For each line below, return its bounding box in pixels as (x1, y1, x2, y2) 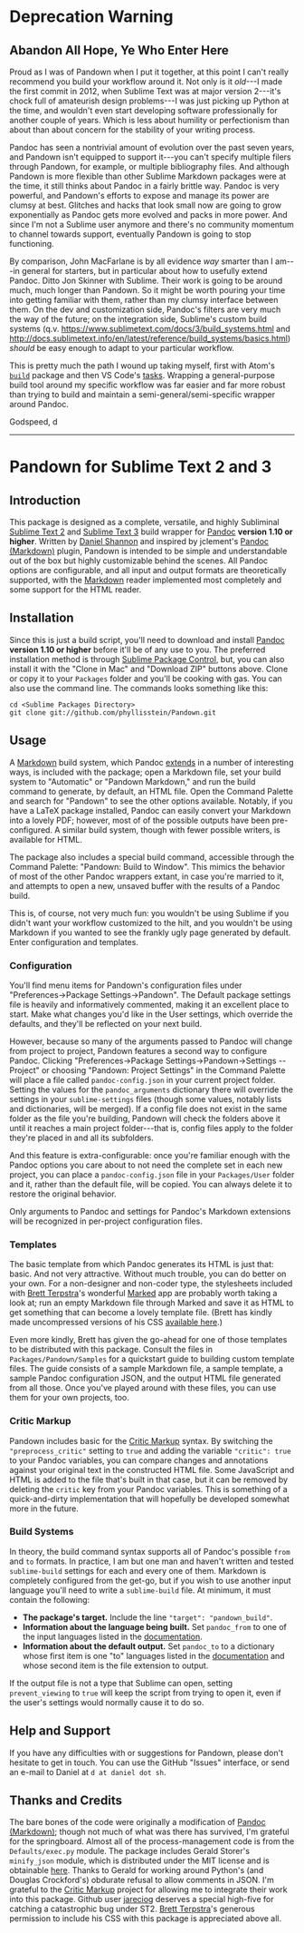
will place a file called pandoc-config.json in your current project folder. (9, 1074, 276, 1085)
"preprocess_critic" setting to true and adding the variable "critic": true (9, 1445, 291, 1456)
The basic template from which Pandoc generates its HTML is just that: (9, 1259, 274, 1270)
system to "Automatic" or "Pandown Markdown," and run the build (9, 776, 256, 786)
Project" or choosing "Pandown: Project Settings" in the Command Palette (9, 1064, 286, 1076)
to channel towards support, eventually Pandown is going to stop (9, 229, 252, 239)
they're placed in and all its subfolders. (9, 1132, 154, 1143)
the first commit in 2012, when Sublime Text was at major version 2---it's (9, 86, 281, 96)
